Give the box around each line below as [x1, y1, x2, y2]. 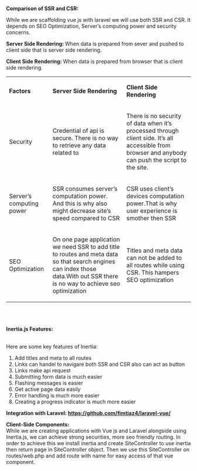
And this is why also [52, 199, 107, 208]
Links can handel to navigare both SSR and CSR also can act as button [14, 361, 185, 368]
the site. [126, 163, 148, 171]
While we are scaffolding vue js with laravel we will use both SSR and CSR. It [6, 16, 191, 23]
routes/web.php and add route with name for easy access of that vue [6, 452, 174, 459]
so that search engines [52, 258, 116, 265]
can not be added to [126, 254, 182, 262]
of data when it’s [126, 119, 172, 127]
